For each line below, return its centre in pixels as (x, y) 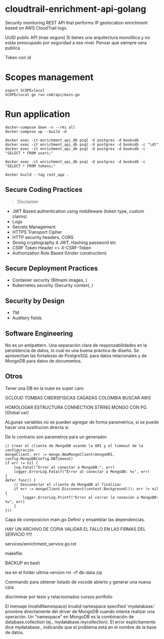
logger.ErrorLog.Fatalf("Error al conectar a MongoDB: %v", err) (82, 472)
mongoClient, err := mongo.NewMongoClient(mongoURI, (60, 454)
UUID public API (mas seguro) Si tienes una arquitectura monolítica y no (78, 37)
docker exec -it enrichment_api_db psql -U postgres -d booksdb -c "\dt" (82, 144)
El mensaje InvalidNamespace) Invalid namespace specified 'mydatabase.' (80, 606)
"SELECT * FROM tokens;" (30, 166)
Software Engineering (39, 333)
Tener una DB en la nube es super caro (45, 388)
